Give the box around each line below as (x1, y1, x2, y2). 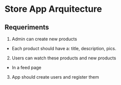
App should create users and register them (11, 74, 99, 80)
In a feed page (11, 65, 41, 70)
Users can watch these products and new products (11, 55, 117, 61)
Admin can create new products (11, 36, 78, 42)
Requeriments (4, 23, 49, 31)
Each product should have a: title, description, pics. (11, 46, 117, 51)
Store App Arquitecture (4, 3, 102, 15)
